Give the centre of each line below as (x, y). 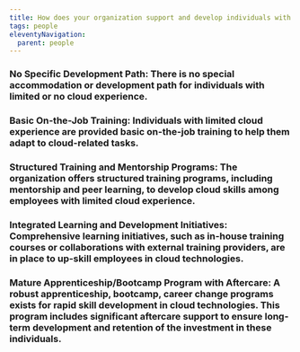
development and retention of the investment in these (152, 327)
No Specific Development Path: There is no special (122, 75)
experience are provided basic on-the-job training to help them (150, 132)
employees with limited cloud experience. (102, 201)
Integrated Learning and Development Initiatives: (119, 224)
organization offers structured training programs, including (141, 179)
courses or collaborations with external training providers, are (147, 247)
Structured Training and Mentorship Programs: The (124, 167)
